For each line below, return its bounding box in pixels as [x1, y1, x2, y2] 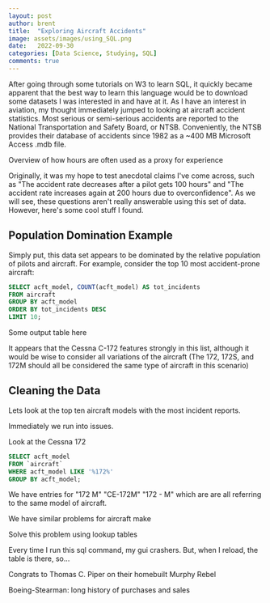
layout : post [8, 11, 53, 20]
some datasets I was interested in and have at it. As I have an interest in [8, 96, 247, 106]
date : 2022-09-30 [8, 42, 74, 50]
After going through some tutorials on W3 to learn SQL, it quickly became [8, 79, 253, 89]
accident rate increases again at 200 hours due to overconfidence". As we [8, 188, 256, 197]
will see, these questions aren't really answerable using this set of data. [8, 196, 247, 206]
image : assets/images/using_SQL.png [8, 34, 132, 43]
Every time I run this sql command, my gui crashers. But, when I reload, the [8, 546, 259, 555]
